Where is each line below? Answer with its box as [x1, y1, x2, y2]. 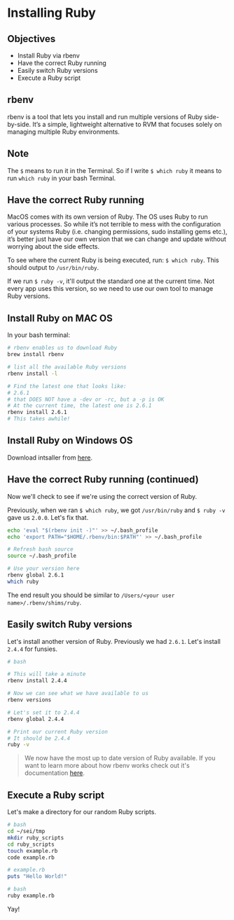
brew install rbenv [7, 351, 64, 358]
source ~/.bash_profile [7, 552, 77, 560]
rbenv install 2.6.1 [7, 408, 68, 416]
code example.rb [7, 853, 55, 861]
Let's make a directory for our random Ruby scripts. [7, 808, 156, 816]
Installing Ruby [7, 5, 96, 21]
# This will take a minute [7, 671, 86, 678]
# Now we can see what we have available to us [7, 690, 149, 697]
